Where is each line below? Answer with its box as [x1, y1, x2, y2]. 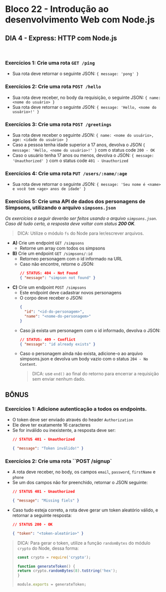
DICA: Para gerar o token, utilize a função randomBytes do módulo [17, 540, 151, 546]
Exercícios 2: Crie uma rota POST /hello [5, 83, 102, 90]
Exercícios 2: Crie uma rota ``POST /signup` [5, 457, 112, 464]
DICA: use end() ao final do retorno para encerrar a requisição [32, 371, 160, 377]
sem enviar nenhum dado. [32, 376, 86, 382]
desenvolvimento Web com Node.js [5, 14, 155, 25]
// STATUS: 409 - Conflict [19, 337, 76, 342]
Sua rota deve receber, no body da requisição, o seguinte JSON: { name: [12, 94, 161, 100]
